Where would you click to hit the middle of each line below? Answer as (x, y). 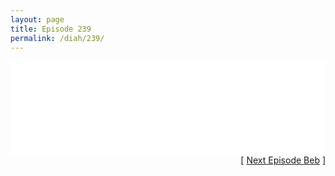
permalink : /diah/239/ (57, 38)
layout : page (37, 19)
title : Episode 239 (51, 29)
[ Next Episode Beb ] (283, 160)
